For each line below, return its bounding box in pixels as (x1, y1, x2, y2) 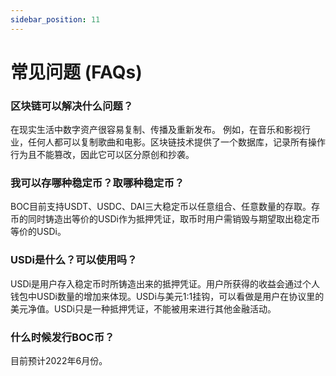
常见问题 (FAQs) (10, 61, 143, 83)
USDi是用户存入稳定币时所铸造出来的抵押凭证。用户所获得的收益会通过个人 (10, 277, 320, 290)
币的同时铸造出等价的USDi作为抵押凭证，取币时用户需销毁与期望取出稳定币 (10, 213, 320, 225)
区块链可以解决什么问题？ (10, 99, 134, 113)
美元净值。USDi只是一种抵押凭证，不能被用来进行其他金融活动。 (10, 302, 277, 315)
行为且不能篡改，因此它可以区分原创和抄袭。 (10, 149, 195, 161)
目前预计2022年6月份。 (10, 355, 108, 366)
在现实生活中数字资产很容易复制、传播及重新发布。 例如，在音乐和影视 (10, 124, 302, 136)
